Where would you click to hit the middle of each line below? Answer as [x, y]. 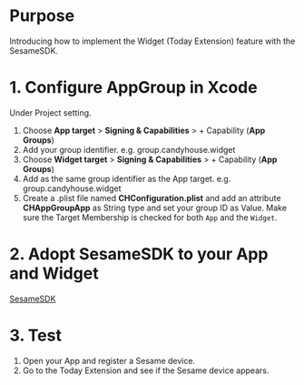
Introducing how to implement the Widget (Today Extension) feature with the [152, 41]
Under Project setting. [51, 112]
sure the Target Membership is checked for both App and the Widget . [150, 217]
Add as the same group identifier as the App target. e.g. [127, 178]
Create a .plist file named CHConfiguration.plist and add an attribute [152, 198]
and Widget [54, 274]
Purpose [42, 16]
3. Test [35, 335]
